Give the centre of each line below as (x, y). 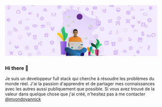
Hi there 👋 (17, 68)
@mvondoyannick (23, 99)
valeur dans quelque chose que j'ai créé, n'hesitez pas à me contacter (75, 94)
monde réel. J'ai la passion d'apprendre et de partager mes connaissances (80, 84)
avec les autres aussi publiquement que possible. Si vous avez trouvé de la (80, 89)
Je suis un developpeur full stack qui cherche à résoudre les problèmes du (80, 79)
